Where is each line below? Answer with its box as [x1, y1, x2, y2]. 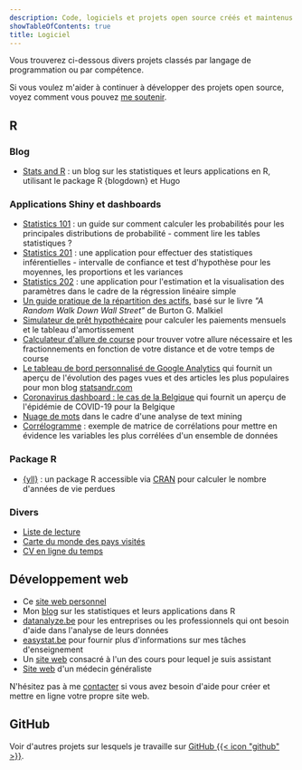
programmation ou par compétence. [9, 64, 145, 75]
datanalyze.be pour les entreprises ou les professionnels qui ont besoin [22, 615, 289, 626]
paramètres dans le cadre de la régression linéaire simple [22, 286, 237, 297]
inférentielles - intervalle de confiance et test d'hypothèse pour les [22, 257, 271, 268]
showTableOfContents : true [9, 22, 111, 31]
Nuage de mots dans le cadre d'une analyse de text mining [22, 411, 242, 422]
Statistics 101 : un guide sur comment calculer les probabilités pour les [22, 218, 285, 229]
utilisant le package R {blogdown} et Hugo [22, 176, 181, 187]
